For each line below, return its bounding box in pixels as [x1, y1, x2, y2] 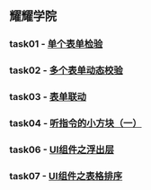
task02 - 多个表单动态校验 [9, 64, 123, 77]
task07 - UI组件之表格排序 [9, 169, 123, 182]
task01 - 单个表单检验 [9, 38, 103, 50]
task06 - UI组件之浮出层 [9, 143, 115, 156]
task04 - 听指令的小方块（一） [9, 117, 142, 130]
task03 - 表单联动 [9, 91, 87, 104]
